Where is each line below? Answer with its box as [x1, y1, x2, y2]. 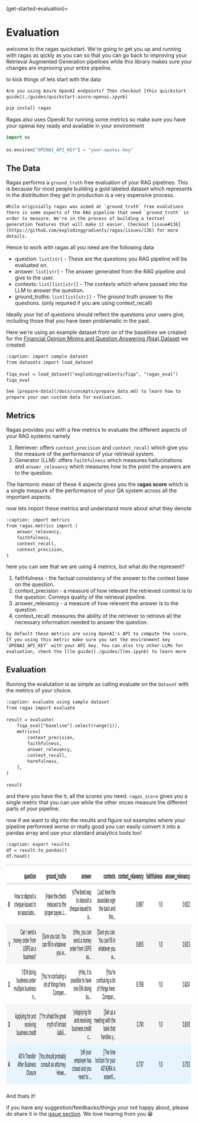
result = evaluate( [6, 717, 54, 723]
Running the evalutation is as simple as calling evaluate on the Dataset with [6, 680, 189, 688]
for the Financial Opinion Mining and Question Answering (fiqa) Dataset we [6, 335, 189, 342]
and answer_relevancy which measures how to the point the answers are [14, 463, 191, 470]
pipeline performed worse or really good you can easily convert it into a [6, 823, 180, 830]
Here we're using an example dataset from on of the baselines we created [6, 329, 187, 336]
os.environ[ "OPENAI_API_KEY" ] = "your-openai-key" [6, 147, 134, 153]
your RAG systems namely [6, 432, 70, 440]
